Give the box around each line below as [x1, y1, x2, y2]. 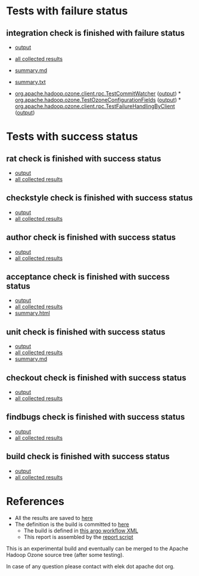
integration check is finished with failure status [6, 28, 185, 38]
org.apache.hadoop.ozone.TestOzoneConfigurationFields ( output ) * [14, 97, 182, 103]
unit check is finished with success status [6, 327, 166, 337]
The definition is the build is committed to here [14, 521, 129, 528]
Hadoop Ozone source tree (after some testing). [6, 551, 124, 558]
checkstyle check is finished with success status [6, 193, 193, 203]
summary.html [14, 309, 51, 317]
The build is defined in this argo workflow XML [23, 527, 139, 534]
